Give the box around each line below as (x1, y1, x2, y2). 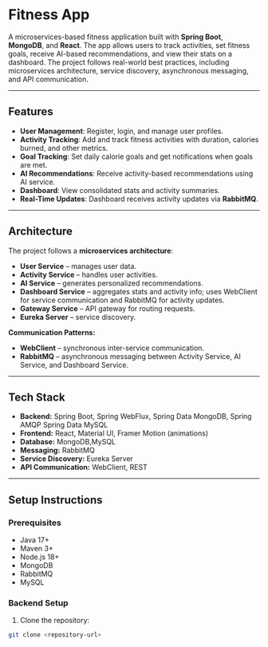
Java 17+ (19, 535, 49, 545)
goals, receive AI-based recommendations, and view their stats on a (8, 49, 233, 58)
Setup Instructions (8, 493, 103, 507)
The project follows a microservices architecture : (8, 246, 174, 255)
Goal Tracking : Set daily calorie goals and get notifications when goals (19, 152, 254, 161)
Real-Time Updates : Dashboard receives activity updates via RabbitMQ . (19, 194, 259, 203)
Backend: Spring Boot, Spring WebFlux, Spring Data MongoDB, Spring (19, 412, 253, 421)
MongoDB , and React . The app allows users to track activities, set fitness (8, 40, 250, 49)
